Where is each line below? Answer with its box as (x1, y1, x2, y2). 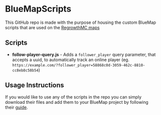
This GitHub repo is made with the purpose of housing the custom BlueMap (5, 19, 157, 25)
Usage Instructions (5, 81, 64, 89)
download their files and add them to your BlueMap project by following (5, 99, 148, 105)
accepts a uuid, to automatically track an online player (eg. (12, 57, 130, 63)
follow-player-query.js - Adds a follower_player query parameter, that (12, 51, 156, 57)
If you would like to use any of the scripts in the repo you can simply (5, 94, 142, 100)
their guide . (5, 104, 28, 110)
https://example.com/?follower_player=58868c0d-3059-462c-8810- (12, 63, 145, 67)
